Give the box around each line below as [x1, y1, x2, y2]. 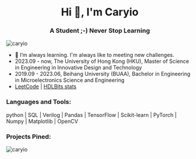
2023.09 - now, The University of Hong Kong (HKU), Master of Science [14, 58, 189, 65]
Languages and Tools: [6, 98, 71, 106]
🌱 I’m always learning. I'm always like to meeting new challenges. [14, 52, 175, 59]
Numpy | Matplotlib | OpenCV [6, 117, 78, 125]
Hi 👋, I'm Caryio [61, 5, 139, 19]
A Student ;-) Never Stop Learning [49, 27, 150, 35]
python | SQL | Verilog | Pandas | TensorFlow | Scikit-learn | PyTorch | [6, 111, 177, 118]
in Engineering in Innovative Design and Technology [14, 64, 143, 71]
